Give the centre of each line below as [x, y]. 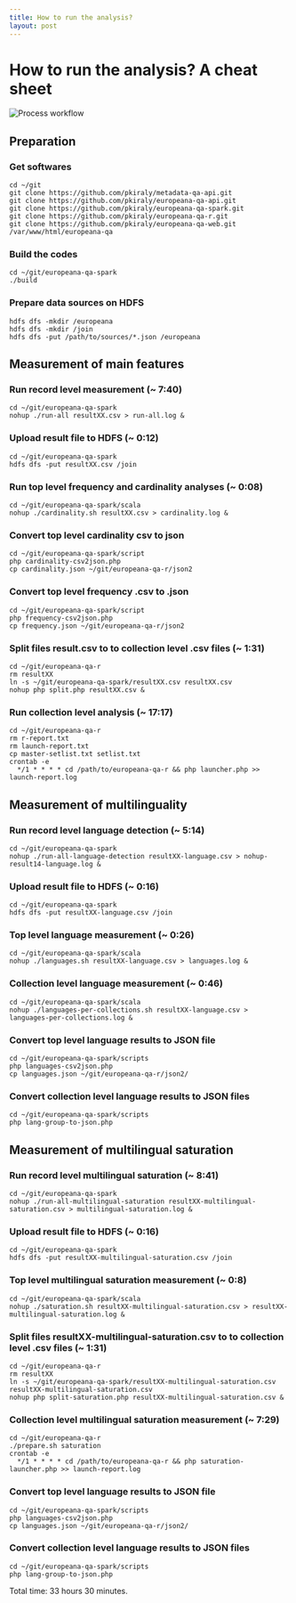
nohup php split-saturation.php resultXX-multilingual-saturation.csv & [147, 1397]
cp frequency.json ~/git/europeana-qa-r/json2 [97, 626]
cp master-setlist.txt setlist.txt [75, 754]
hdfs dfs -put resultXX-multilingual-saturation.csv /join [121, 1258]
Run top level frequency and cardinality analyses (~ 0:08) [136, 486]
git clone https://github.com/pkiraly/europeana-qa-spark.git [127, 209]
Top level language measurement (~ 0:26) [102, 935]
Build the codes [44, 255]
